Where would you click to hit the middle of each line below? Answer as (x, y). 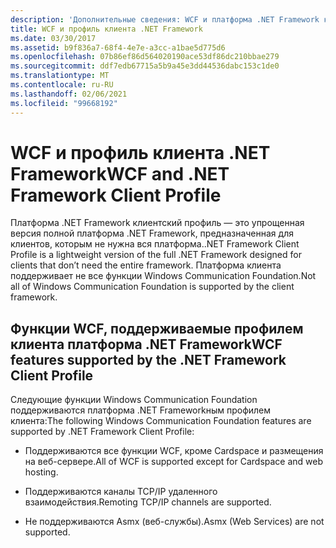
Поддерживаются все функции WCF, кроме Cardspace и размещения (174, 451)
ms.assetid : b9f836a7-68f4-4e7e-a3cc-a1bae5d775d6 (118, 47)
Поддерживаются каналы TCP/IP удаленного (121, 492)
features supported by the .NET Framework (148, 359)
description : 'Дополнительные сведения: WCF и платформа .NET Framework (165, 19)
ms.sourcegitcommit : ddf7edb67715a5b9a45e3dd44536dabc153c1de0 (145, 66)
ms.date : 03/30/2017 (53, 38)
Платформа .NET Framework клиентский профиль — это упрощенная (157, 223)
